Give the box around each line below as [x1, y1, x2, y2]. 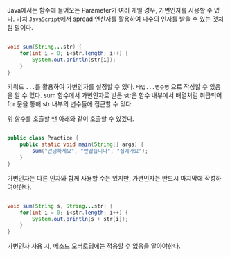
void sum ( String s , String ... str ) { [7, 202, 113, 210]
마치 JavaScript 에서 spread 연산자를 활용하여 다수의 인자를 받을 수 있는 [16, 15, 211, 23]
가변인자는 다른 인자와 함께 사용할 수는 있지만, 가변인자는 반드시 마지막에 [7, 174, 203, 182]
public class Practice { [7, 135, 79, 142]
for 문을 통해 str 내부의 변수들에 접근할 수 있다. [7, 100, 134, 108]
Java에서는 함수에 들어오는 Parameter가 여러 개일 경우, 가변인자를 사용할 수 [7, 6, 213, 14]
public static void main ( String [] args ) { [19, 141, 144, 148]
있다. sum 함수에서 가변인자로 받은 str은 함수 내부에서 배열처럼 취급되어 [28, 91, 222, 99]
